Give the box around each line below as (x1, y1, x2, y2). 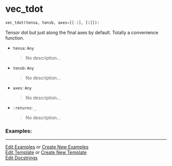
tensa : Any (12, 45, 34, 51)
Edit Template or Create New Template (5, 150, 87, 156)
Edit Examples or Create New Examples (5, 144, 89, 150)
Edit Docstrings (5, 155, 38, 161)
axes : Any (12, 84, 32, 90)
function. (5, 34, 25, 41)
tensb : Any (12, 65, 34, 71)
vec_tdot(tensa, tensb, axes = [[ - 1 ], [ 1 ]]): (5, 20, 100, 25)
